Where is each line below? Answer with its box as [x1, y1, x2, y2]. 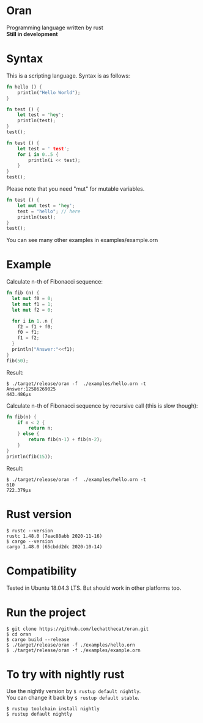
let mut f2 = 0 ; [12, 307, 53, 313]
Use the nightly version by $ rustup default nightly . [6, 688, 141, 695]
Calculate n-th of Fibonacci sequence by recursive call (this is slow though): [6, 402, 198, 409]
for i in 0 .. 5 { [17, 151, 59, 158]
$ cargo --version [6, 538, 53, 545]
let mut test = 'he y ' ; [17, 202, 75, 208]
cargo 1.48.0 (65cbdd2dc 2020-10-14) [6, 543, 103, 550]
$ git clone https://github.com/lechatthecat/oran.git [6, 626, 149, 632]
